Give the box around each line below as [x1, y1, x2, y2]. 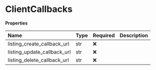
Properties [5, 20, 28, 26]
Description [119, 31, 148, 38]
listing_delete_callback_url [7, 56, 69, 63]
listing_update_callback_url [7, 48, 71, 55]
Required [92, 31, 115, 38]
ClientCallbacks [5, 3, 72, 15]
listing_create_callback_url [7, 40, 69, 47]
